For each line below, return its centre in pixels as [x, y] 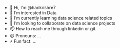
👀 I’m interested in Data [33, 13]
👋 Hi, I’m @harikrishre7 [33, 8]
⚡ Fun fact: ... [23, 41]
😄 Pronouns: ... [25, 36]
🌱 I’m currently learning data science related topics [61, 18]
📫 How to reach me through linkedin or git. [53, 29]
